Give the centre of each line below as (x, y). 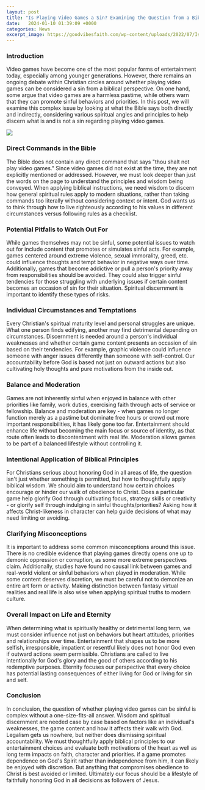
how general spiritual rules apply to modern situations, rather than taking (98, 194)
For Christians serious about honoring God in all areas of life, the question (99, 472)
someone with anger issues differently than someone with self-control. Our (101, 356)
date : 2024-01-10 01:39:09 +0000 (52, 23)
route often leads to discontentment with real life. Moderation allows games (101, 437)
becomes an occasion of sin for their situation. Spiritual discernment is (95, 288)
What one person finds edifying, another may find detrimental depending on (102, 330)
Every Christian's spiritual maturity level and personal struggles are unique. (101, 323)
